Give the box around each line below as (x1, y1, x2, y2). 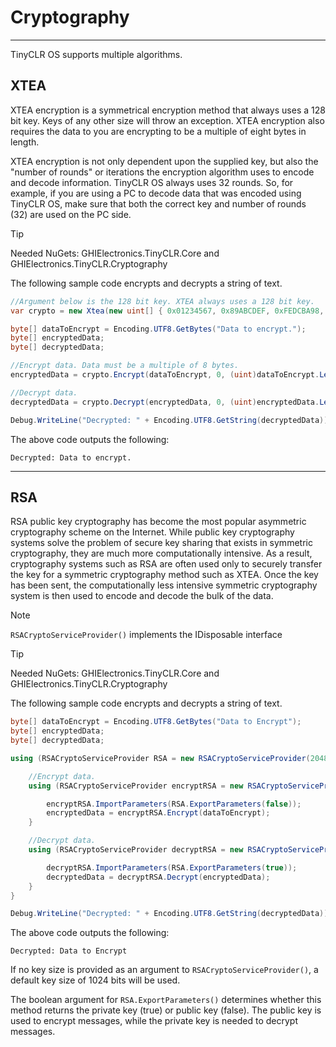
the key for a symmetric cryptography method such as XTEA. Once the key (10, 569, 319, 581)
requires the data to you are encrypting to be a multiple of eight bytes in (10, 125, 307, 137)
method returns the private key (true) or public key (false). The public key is (10, 1004, 322, 1016)
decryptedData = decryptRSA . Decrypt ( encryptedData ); (46, 872, 271, 882)
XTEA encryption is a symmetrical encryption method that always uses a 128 (10, 104, 326, 116)
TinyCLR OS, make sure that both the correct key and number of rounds (10, 197, 307, 210)
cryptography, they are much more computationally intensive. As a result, (10, 547, 313, 560)
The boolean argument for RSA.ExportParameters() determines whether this (10, 994, 322, 1006)
